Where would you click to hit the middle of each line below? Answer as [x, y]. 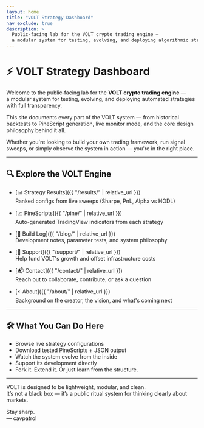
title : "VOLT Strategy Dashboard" [50, 18]
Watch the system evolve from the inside [66, 356]
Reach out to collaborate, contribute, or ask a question [83, 279]
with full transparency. [34, 105]
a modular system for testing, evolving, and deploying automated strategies [101, 99]
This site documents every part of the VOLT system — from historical [93, 117]
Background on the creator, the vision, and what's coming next [93, 300]
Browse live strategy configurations [59, 343]
